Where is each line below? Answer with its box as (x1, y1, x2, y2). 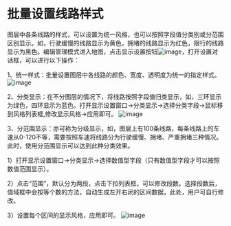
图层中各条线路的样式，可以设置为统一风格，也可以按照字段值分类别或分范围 (7, 30, 224, 38)
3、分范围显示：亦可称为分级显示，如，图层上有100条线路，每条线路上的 (7, 124, 214, 133)
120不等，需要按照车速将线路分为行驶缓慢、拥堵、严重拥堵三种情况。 (25, 133, 223, 141)
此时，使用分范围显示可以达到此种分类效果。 (7, 142, 134, 150)
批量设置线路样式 (7, 6, 104, 22)
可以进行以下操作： (25, 56, 80, 64)
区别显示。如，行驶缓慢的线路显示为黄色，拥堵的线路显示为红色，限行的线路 (7, 38, 224, 47)
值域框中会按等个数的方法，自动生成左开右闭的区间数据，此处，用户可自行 (7, 188, 218, 196)
